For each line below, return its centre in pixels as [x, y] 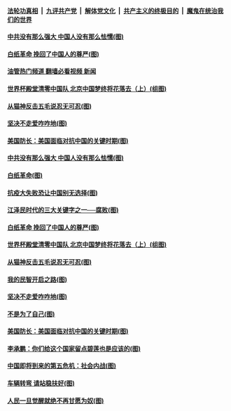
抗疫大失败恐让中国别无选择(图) [52, 193]
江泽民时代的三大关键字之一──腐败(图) [63, 210]
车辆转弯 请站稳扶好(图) [41, 383]
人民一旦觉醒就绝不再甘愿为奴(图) [56, 400]
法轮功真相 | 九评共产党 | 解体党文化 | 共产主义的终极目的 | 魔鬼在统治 [112, 11]
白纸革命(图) [25, 175]
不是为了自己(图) [31, 314]
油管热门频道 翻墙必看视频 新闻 [52, 71]
